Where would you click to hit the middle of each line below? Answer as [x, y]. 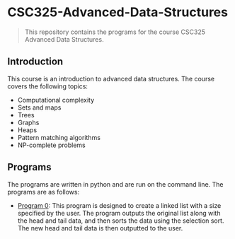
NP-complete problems [52, 145]
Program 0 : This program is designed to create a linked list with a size [119, 205]
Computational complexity [56, 100]
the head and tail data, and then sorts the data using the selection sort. [121, 221]
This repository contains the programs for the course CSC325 [115, 32]
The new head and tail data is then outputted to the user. [100, 228]
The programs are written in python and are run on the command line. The [115, 184]
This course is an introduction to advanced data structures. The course [111, 78]
